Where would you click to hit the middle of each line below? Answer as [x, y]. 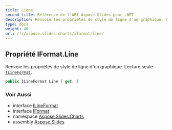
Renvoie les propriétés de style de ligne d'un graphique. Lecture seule [79, 66]
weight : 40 [17, 29]
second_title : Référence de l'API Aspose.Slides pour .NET [70, 15]
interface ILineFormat [35, 106]
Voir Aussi [18, 94]
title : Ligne [19, 10]
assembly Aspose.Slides [39, 122]
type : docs [17, 24]
